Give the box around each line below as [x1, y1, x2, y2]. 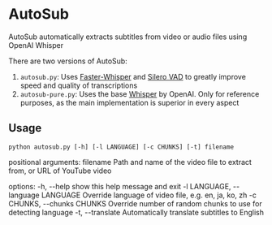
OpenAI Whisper [8, 40, 63, 50]
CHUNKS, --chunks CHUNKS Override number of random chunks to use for [8, 198, 262, 208]
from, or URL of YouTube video [8, 166, 112, 175]
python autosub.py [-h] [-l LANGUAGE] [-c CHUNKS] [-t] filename [8, 143, 234, 151]
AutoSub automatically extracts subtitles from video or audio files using [8, 32, 248, 41]
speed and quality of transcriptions [19, 80, 138, 90]
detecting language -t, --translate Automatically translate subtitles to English [8, 207, 264, 217]
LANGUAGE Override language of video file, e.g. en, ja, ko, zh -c [41, 190, 257, 200]
